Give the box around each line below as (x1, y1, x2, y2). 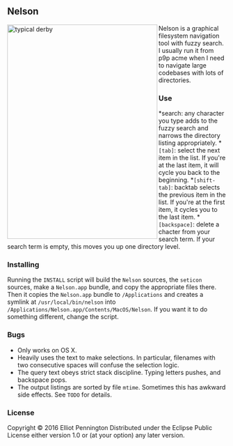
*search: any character (159, 109, 225, 118)
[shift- (193, 177, 216, 184)
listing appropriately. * (159, 139, 222, 147)
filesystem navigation (159, 31, 220, 40)
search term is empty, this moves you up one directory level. (7, 243, 181, 251)
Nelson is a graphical (159, 24, 219, 32)
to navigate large (159, 61, 207, 69)
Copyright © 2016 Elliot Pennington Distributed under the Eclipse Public (7, 424, 213, 431)
